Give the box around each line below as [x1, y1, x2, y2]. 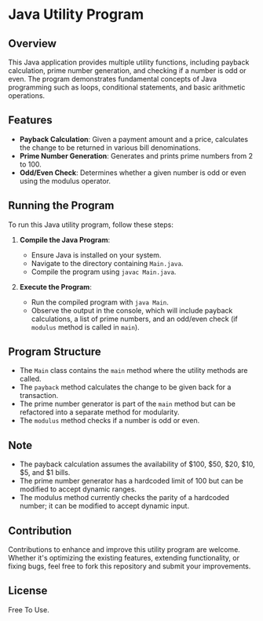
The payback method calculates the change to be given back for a [19, 382, 232, 392]
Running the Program [8, 199, 115, 213]
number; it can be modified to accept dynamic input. [19, 501, 190, 511]
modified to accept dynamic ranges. [19, 484, 137, 494]
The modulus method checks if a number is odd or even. [19, 416, 200, 426]
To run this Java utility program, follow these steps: [8, 220, 174, 229]
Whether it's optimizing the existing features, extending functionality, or [8, 553, 239, 563]
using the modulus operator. [19, 176, 111, 185]
